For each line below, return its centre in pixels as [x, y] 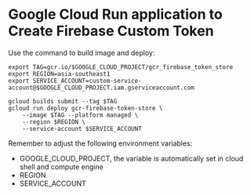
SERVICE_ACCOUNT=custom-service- [87, 81]
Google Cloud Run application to [115, 14]
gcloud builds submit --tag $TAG [63, 101]
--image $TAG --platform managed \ [80, 115]
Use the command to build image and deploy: [82, 52]
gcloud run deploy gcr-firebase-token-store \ [85, 108]
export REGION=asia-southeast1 [59, 74]
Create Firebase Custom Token [111, 31]
